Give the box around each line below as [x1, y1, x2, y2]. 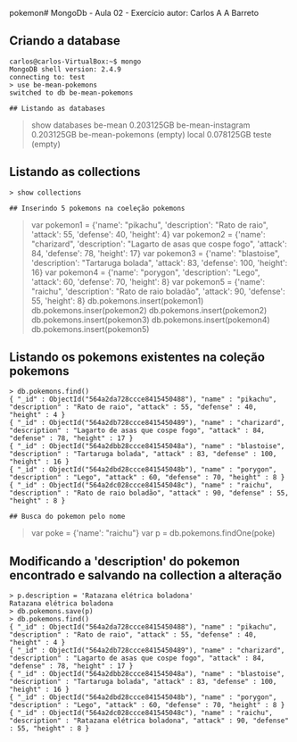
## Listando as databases [9, 104, 105, 113]
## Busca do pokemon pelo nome [9, 513, 126, 521]
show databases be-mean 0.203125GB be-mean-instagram [30, 120, 251, 130]
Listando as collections [9, 164, 141, 179]
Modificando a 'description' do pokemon [9, 554, 241, 569]
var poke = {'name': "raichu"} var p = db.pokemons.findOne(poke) [30, 528, 276, 538]
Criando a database [9, 33, 120, 48]
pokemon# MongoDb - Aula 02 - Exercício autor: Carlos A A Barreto [9, 8, 260, 18]
